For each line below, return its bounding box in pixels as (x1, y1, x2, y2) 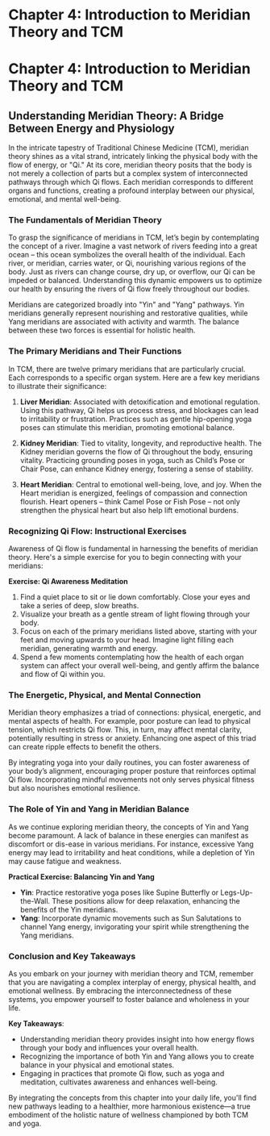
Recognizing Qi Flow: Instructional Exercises (8, 525, 187, 537)
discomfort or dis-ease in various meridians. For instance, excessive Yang (8, 839, 254, 849)
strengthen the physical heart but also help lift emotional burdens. (19, 505, 239, 515)
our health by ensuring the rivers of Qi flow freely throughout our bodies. (8, 284, 251, 294)
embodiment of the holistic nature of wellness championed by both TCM (8, 1109, 248, 1119)
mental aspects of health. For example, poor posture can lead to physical (8, 716, 251, 726)
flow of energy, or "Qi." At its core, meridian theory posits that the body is (8, 160, 252, 170)
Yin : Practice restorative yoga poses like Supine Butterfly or (19, 887, 219, 897)
